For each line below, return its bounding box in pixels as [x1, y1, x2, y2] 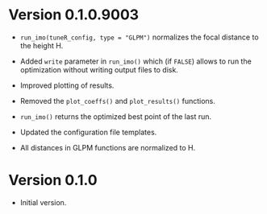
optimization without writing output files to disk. [19, 64, 179, 74]
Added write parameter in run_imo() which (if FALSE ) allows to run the [19, 56, 252, 66]
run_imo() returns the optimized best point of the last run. [19, 111, 212, 121]
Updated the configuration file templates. [19, 127, 157, 137]
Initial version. [19, 197, 67, 207]
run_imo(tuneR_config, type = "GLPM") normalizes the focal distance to [19, 32, 260, 42]
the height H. [19, 40, 64, 50]
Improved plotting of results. [19, 80, 115, 90]
